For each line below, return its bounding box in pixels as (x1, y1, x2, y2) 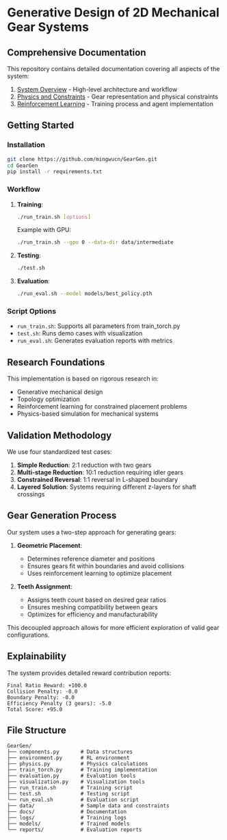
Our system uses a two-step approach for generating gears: (7, 528, 176, 536)
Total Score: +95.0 (7, 706, 63, 713)
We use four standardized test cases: (7, 448, 112, 456)
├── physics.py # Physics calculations (7, 761, 148, 767)
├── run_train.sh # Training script (7, 785, 133, 791)
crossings (16, 490, 45, 498)
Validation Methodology (7, 429, 112, 441)
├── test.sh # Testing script (7, 791, 130, 798)
